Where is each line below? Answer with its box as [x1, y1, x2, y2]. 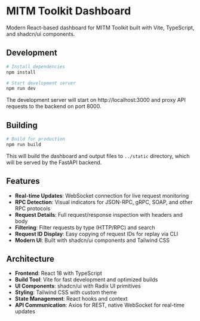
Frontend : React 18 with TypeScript [14, 269, 103, 277]
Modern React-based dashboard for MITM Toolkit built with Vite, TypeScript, [6, 24, 195, 31]
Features [6, 176, 40, 186]
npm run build [6, 141, 42, 147]
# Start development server [6, 80, 76, 86]
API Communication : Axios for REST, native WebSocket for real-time [14, 301, 185, 309]
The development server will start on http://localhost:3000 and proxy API [6, 96, 186, 104]
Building [6, 120, 38, 130]
